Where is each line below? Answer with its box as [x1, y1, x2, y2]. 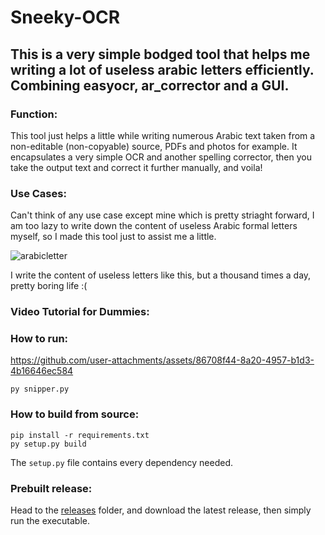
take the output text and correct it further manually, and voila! [10, 161, 263, 173]
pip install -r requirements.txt [10, 430, 150, 440]
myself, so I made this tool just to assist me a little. [10, 231, 217, 243]
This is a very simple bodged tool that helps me [10, 46, 311, 63]
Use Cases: [10, 186, 67, 200]
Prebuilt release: [10, 481, 93, 495]
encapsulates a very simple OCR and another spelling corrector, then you [10, 151, 312, 163]
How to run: [10, 332, 69, 346]
